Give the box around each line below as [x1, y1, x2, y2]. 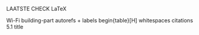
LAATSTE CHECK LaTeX [6, 5, 67, 12]
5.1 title [6, 24, 24, 30]
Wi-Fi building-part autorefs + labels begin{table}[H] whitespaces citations [6, 17, 194, 24]
